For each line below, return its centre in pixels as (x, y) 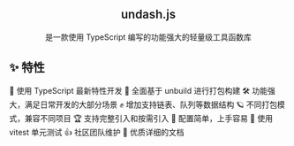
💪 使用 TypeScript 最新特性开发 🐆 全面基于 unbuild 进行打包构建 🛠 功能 (139, 90)
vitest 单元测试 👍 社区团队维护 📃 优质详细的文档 (97, 132)
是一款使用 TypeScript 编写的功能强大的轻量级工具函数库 (148, 37)
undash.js (148, 15)
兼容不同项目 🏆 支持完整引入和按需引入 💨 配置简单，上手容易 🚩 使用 (149, 118)
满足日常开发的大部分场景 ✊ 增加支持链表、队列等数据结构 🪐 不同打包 (151, 104)
